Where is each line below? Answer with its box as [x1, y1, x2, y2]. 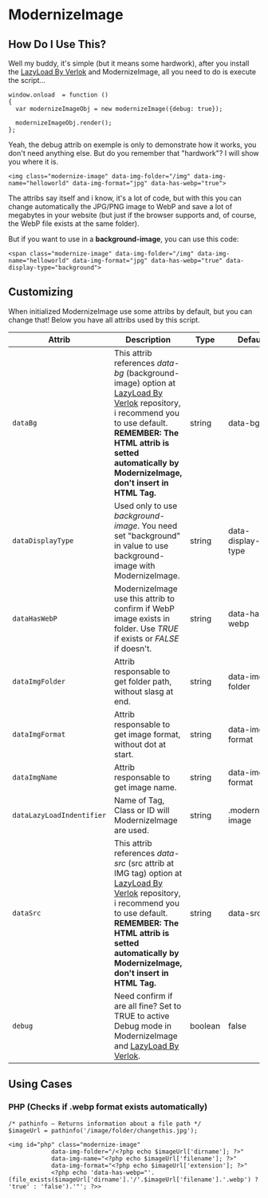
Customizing [8, 285, 73, 299]
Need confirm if [114, 990, 173, 1002]
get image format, [114, 728, 181, 740]
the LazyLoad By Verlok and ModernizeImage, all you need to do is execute [8, 67, 257, 77]
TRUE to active [114, 1010, 170, 1021]
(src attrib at [127, 857, 174, 868]
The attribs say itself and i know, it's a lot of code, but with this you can [8, 193, 242, 203]
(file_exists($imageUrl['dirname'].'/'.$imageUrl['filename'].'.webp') [8, 1176, 251, 1184]
